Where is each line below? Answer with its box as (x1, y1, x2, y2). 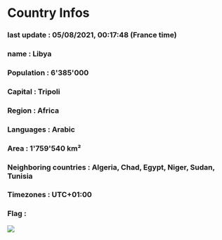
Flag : (7, 209, 27, 219)
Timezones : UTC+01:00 (7, 190, 93, 200)
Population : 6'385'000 (7, 68, 89, 77)
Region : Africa (7, 106, 60, 115)
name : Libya (7, 49, 52, 59)
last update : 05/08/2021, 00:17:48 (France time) (7, 30, 177, 40)
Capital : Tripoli (7, 87, 60, 96)
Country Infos (7, 5, 90, 21)
